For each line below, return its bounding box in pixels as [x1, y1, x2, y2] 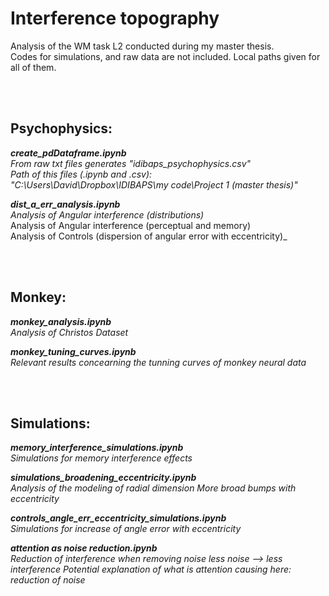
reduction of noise [10, 574, 86, 586]
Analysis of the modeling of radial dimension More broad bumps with [10, 482, 297, 494]
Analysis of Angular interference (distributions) [10, 208, 205, 221]
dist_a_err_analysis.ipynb [10, 198, 121, 210]
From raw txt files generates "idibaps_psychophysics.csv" [10, 157, 252, 169]
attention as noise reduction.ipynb [10, 542, 158, 554]
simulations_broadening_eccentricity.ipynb [10, 472, 197, 484]
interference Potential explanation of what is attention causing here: [10, 563, 292, 576]
